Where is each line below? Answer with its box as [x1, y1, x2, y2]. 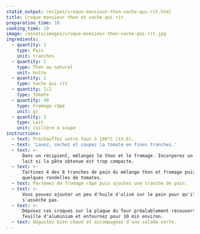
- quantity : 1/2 [11, 86, 52, 92]
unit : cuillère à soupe [17, 125, 76, 131]
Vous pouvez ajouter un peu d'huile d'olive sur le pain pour [21, 191, 180, 197]
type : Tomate [17, 92, 49, 98]
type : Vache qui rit [17, 81, 68, 87]
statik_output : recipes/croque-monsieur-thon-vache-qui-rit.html [6, 8, 171, 15]
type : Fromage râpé [17, 102, 65, 109]
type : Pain [17, 48, 44, 54]
